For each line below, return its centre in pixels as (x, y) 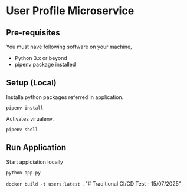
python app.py (24, 173)
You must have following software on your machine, (69, 47)
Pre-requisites (33, 33)
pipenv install (25, 108)
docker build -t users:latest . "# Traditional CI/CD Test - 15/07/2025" (94, 183)
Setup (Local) (32, 83)
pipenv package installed (45, 64)
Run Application (36, 148)
